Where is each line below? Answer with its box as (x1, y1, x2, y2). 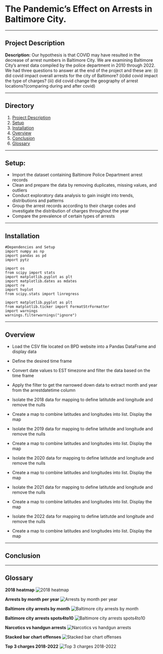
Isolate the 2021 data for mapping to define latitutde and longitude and (12, 484, 153, 490)
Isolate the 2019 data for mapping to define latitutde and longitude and (12, 426, 153, 431)
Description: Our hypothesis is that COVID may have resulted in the (5, 52, 141, 58)
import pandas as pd (5, 253, 47, 258)
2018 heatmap (5, 587, 35, 593)
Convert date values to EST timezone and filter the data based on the (12, 368, 150, 373)
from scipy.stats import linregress (5, 292, 79, 297)
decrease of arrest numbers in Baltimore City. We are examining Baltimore (5, 57, 153, 63)
